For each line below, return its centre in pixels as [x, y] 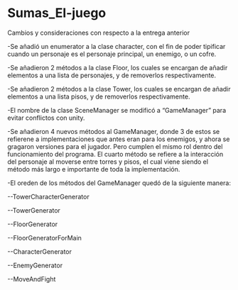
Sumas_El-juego [57, 13]
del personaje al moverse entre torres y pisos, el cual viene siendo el [108, 162]
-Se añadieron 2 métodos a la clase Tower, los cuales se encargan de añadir [119, 89]
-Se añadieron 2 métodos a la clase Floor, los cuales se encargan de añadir [118, 67]
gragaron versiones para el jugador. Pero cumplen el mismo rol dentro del [115, 146]
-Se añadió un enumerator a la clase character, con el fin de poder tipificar [117, 46]
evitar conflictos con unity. [46, 118]
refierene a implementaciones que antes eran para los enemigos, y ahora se [119, 139]
